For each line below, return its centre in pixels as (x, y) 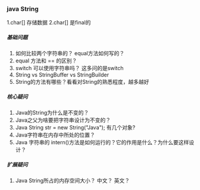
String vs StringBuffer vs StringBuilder (62, 75)
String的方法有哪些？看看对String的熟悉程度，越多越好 (82, 82)
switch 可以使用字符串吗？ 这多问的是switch (69, 68)
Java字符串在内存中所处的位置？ (55, 135)
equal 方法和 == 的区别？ (46, 61)
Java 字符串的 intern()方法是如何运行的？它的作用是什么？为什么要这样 (102, 142)
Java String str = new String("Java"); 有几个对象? (75, 128)
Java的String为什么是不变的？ (52, 113)
